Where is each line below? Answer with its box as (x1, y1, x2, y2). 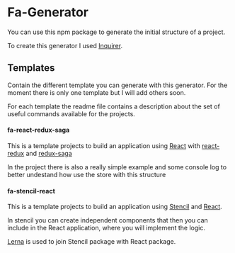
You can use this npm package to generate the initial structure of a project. (7, 28, 226, 36)
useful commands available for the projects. (7, 109, 136, 118)
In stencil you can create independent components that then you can (7, 216, 209, 225)
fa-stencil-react (7, 186, 55, 195)
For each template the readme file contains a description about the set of (7, 102, 221, 111)
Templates (7, 62, 55, 74)
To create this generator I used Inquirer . (7, 41, 122, 50)
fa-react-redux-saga (7, 125, 70, 135)
